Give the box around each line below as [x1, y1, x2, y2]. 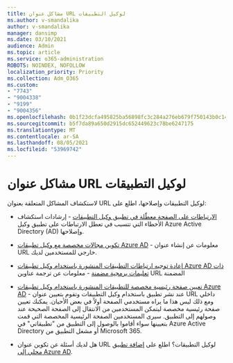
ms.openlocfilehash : [7, 113, 67, 120]
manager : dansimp [7, 29, 58, 37]
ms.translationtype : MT [7, 127, 76, 134]
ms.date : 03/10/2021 [7, 36, 67, 43]
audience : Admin [7, 42, 54, 49]
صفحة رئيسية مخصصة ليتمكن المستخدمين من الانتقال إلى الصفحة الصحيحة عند [17, 304, 221, 313]
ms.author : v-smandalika [7, 17, 79, 24]
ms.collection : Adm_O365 [7, 74, 79, 82]
